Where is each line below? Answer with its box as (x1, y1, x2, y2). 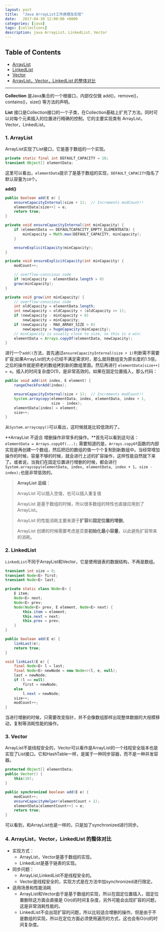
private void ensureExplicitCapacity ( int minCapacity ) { (5, 259, 124, 264)
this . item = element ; (23, 609, 67, 614)
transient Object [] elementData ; (5, 160, 74, 165)
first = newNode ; (23, 682, 58, 687)
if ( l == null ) (14, 678, 45, 683)
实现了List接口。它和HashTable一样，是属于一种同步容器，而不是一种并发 (5, 751, 154, 757)
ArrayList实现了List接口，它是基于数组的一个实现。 (5, 146, 108, 152)
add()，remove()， (103, 93, 141, 98)
